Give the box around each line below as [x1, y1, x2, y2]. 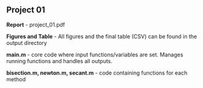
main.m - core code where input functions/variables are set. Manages [6, 51, 183, 58]
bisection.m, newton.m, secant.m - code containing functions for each [6, 69, 188, 76]
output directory [6, 39, 47, 46]
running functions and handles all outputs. [6, 57, 113, 64]
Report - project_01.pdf [6, 21, 65, 28]
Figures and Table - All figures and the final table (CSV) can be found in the [6, 33, 197, 40]
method [6, 75, 26, 83]
